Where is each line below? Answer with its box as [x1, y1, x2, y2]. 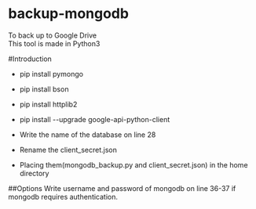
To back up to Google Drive [8, 31, 97, 40]
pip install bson [19, 84, 69, 94]
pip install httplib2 [19, 99, 78, 109]
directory [19, 168, 49, 178]
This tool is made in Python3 [8, 38, 101, 48]
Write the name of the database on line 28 [19, 130, 156, 139]
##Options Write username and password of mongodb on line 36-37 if [8, 183, 236, 193]
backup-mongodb [8, 5, 130, 23]
